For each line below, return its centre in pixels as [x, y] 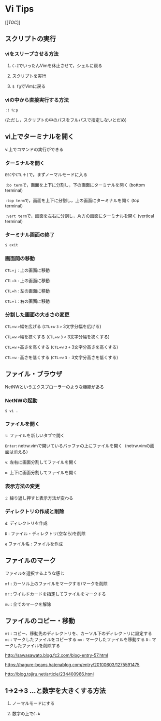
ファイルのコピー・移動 [40, 621]
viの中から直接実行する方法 [37, 100]
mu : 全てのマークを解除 [28, 604]
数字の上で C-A [26, 714]
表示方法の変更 [22, 486]
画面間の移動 [20, 258]
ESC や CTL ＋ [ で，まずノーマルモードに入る [46, 175]
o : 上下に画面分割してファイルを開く [41, 473]
